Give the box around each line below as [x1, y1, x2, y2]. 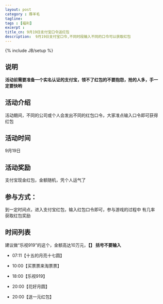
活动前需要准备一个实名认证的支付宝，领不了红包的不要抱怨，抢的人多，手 [5, 76, 154, 83]
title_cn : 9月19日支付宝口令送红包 [5, 30, 69, 35]
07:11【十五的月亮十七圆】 [12, 252, 65, 258]
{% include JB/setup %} [5, 47, 53, 54]
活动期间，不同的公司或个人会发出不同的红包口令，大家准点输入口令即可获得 [5, 112, 158, 118]
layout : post [5, 7, 32, 12]
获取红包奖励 [5, 213, 31, 218]
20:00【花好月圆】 [12, 283, 50, 289]
